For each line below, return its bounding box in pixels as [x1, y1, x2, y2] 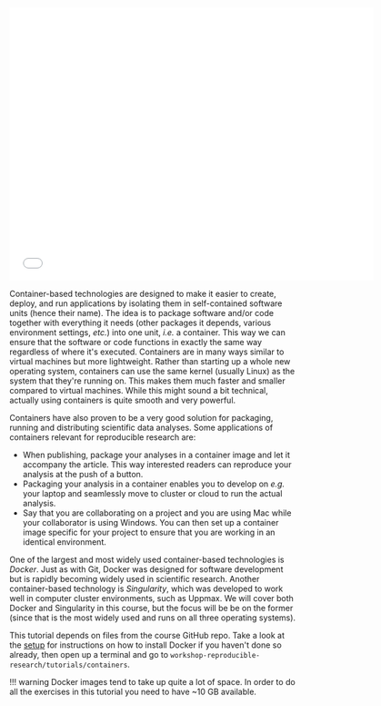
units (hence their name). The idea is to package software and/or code [9, 308, 275, 318]
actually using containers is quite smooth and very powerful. [9, 394, 236, 405]
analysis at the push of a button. [22, 469, 144, 479]
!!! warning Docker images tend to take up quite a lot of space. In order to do [9, 677, 296, 687]
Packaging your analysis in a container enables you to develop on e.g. [22, 478, 285, 489]
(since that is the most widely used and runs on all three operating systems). [9, 612, 296, 623]
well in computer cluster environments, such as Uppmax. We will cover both [9, 593, 294, 603]
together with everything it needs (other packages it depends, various [9, 317, 271, 328]
